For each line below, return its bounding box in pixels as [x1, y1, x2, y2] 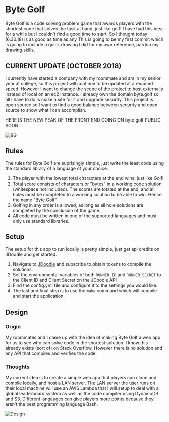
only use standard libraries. [12, 218, 70, 224]
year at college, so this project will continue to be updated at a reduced [5, 80, 153, 86]
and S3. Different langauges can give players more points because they [5, 396, 154, 402]
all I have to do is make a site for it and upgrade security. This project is [5, 96, 153, 102]
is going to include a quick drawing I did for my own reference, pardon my [5, 41, 159, 47]
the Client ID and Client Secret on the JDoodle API [12, 277, 117, 283]
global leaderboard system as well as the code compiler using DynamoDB [5, 391, 159, 397]
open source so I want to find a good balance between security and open [5, 102, 158, 108]
